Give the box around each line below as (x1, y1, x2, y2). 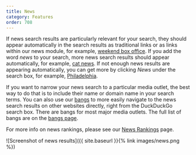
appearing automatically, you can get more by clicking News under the (6, 66, 176, 73)
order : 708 (6, 19, 33, 25)
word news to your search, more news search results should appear (6, 54, 170, 61)
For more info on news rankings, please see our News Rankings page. (6, 126, 174, 133)
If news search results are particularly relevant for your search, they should (6, 36, 187, 43)
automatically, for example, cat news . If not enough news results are (6, 60, 170, 67)
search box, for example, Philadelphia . (6, 72, 98, 79)
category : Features (6, 14, 54, 20)
